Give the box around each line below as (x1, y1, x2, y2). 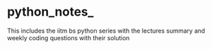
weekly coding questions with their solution (7, 33, 130, 42)
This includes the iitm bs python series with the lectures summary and (7, 27, 206, 35)
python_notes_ (7, 4, 94, 20)
